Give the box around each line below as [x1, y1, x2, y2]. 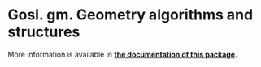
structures [7, 23, 80, 41]
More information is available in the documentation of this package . [7, 49, 237, 59]
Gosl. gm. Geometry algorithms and [7, 6, 254, 24]
